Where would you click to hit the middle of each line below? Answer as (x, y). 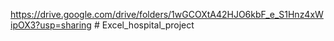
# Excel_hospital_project (144, 25)
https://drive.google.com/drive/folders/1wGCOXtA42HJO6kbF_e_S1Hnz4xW (167, 14)
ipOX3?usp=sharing (51, 25)
